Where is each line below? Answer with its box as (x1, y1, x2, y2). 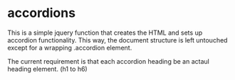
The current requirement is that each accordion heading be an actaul (7, 57, 210, 65)
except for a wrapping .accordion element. (7, 43, 132, 52)
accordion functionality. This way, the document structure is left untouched (7, 35, 228, 44)
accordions (7, 5, 76, 21)
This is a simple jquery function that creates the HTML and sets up (7, 28, 203, 37)
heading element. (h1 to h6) (7, 64, 88, 73)
